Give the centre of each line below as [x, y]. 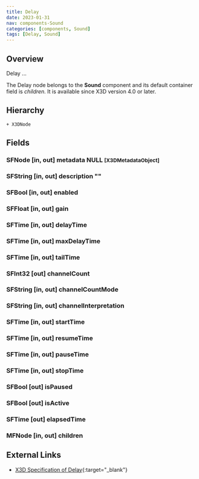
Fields [18, 143]
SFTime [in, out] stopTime [45, 371]
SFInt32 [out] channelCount [48, 274]
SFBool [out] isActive [38, 403]
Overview [25, 59]
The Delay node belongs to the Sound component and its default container [100, 85]
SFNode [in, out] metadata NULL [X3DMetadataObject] [83, 160]
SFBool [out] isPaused [39, 387]
